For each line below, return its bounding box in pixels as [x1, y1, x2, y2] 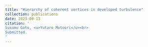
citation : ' [5, 21, 29, 26]
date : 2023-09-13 [5, 16, 41, 21]
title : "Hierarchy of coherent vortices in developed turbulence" [5, 7, 144, 12]
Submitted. [5, 30, 27, 35]
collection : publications [5, 12, 58, 17]
